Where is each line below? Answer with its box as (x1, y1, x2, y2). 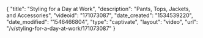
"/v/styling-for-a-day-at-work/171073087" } (6, 25, 116, 32)
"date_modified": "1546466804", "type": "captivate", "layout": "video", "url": (6, 18, 198, 25)
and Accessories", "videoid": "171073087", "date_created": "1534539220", (6, 12, 193, 19)
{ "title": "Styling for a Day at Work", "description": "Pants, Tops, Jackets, (6, 6, 191, 12)
